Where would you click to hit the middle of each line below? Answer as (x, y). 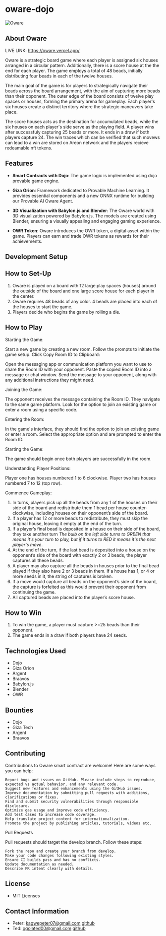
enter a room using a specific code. (41, 409)
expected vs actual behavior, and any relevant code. (62, 784)
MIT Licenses (26, 896)
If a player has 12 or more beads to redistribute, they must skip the (80, 518)
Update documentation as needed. (40, 864)
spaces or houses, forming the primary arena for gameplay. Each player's (80, 101)
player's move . (28, 544)
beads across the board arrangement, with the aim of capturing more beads (83, 91)
